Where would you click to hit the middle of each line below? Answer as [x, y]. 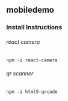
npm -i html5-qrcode [32, 92]
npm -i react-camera [32, 60]
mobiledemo [30, 10]
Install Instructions [34, 27]
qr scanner [20, 74]
